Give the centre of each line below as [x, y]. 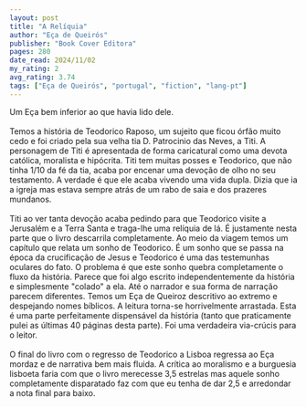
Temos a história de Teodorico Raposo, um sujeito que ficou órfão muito [145, 131]
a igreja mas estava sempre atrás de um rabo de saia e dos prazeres [138, 189]
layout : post [34, 18]
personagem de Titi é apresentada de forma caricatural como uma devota [148, 151]
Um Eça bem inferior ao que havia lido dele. [92, 111]
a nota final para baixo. [53, 392]
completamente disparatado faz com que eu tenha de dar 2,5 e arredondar [150, 383]
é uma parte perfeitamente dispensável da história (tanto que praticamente [151, 315]
